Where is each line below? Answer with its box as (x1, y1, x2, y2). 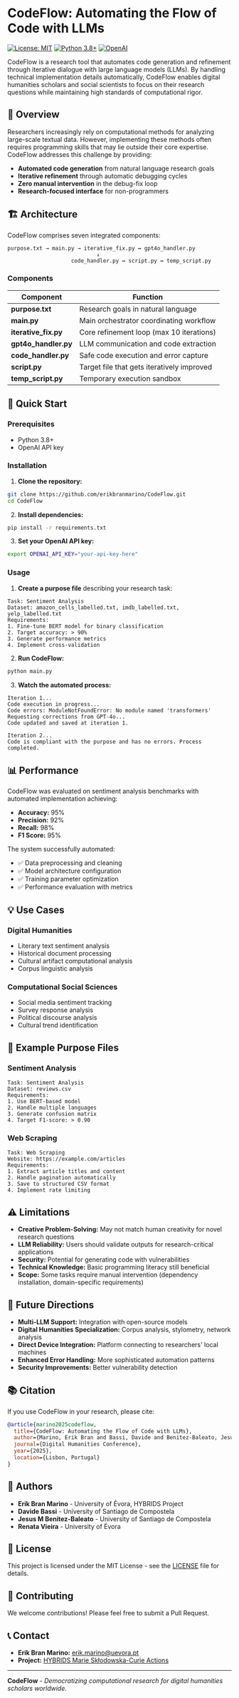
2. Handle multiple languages (7, 1104, 97, 1111)
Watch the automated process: (17, 680, 112, 689)
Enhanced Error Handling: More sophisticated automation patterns (17, 1355, 215, 1364)
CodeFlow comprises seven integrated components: (7, 230, 161, 240)
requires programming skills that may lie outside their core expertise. (7, 143, 208, 151)
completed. (7, 744, 40, 752)
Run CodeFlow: (17, 654, 64, 663)
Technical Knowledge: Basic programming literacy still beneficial (17, 1263, 210, 1272)
